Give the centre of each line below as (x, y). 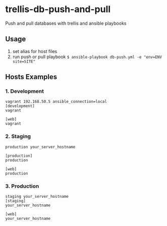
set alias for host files (35, 51)
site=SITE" (24, 62)
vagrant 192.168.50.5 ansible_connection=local (56, 102)
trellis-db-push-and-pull (58, 9)
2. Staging (18, 136)
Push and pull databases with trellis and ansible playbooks (66, 23)
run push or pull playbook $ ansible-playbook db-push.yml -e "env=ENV (87, 56)
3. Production (22, 186)
